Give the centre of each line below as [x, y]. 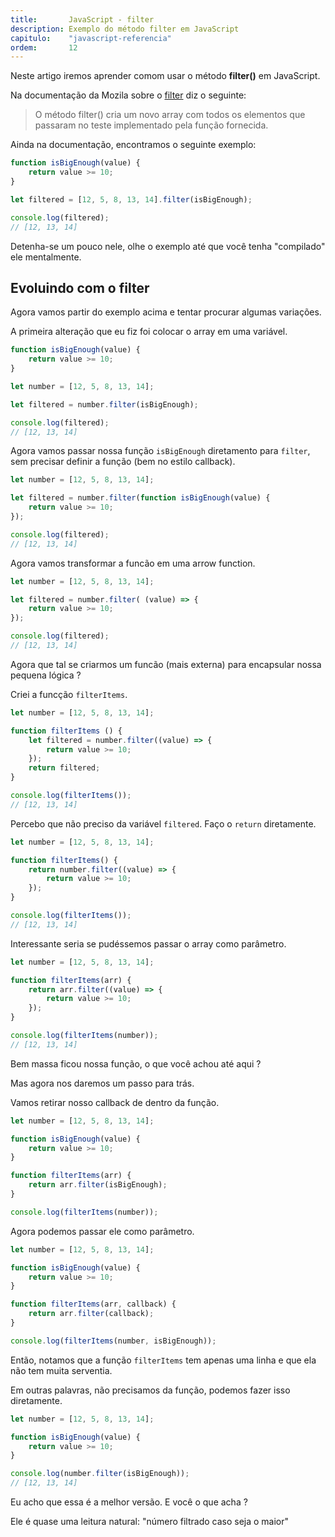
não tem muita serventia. [61, 1370]
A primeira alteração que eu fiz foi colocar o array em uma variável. [149, 332]
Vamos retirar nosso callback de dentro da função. [115, 1102]
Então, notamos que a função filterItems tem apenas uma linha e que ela [163, 1360]
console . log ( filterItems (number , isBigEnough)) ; [113, 1341]
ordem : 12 [44, 47]
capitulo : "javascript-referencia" [91, 38]
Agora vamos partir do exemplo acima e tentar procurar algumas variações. [166, 312]
